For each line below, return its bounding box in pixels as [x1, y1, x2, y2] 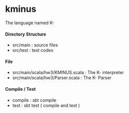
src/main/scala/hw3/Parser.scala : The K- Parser [12, 75, 112, 81]
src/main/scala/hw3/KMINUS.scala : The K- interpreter [12, 70, 124, 75]
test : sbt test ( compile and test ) [12, 102, 80, 108]
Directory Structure [5, 31, 46, 37]
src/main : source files [12, 42, 58, 48]
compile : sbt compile [12, 97, 57, 103]
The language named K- [5, 20, 55, 26]
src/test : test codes [12, 47, 54, 53]
